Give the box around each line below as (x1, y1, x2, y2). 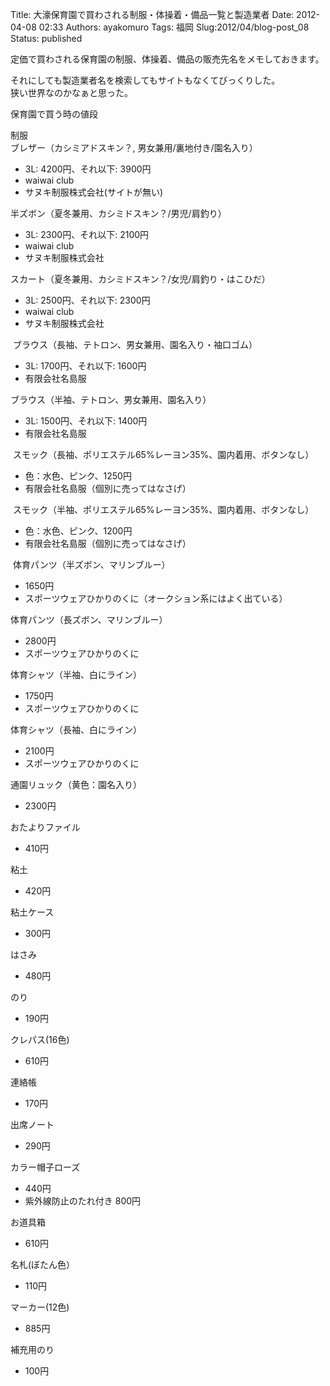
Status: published (10, 33, 83, 44)
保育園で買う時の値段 (10, 108, 98, 120)
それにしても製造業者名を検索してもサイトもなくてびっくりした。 (10, 74, 281, 86)
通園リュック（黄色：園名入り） (10, 779, 142, 790)
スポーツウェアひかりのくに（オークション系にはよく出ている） (24, 593, 288, 604)
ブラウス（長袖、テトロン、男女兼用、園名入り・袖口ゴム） (12, 339, 258, 350)
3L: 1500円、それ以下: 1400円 (24, 415, 148, 427)
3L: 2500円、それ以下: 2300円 (24, 294, 151, 306)
